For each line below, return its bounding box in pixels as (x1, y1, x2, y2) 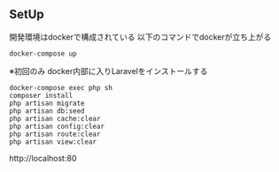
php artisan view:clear (9, 137, 97, 146)
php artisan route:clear (9, 130, 101, 138)
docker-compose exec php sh (9, 83, 113, 92)
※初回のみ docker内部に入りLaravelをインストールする (9, 65, 208, 76)
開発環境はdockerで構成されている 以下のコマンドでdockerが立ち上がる (9, 31, 272, 42)
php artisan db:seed (9, 106, 86, 116)
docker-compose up (9, 49, 77, 58)
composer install (9, 91, 74, 100)
